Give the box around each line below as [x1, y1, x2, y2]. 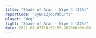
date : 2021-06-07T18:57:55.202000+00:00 [5, 26, 91, 31]
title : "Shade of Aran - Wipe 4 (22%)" [5, 7, 89, 12]
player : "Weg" [5, 16, 35, 21]
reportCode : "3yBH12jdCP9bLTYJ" [5, 12, 73, 17]
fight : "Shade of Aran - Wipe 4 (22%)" [5, 21, 89, 26]
